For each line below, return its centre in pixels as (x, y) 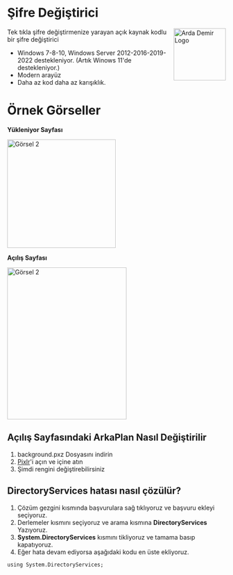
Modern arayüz (39, 75)
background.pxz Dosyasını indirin (65, 454)
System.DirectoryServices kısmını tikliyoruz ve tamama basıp (106, 537)
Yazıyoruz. (32, 530)
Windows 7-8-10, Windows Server (66, 53)
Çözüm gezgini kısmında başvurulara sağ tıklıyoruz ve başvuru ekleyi (116, 508)
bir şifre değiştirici (33, 39)
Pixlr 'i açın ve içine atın (50, 461)
